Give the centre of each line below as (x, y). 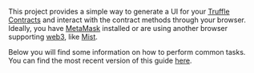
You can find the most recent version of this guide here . (100, 60)
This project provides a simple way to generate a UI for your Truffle (119, 12)
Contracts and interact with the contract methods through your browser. (127, 20)
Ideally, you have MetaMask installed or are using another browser (118, 28)
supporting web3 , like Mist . (53, 36)
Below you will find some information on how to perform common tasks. (127, 52)
